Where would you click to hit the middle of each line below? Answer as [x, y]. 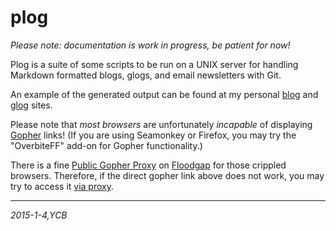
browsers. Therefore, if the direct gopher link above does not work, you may [167, 175]
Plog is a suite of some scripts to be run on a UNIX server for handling [154, 64]
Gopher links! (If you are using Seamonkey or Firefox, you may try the [153, 135]
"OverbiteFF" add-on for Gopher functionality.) [106, 145]
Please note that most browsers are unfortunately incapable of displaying [161, 124]
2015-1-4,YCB [39, 215]
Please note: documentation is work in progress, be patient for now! [150, 45]
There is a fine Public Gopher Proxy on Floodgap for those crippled [148, 165]
